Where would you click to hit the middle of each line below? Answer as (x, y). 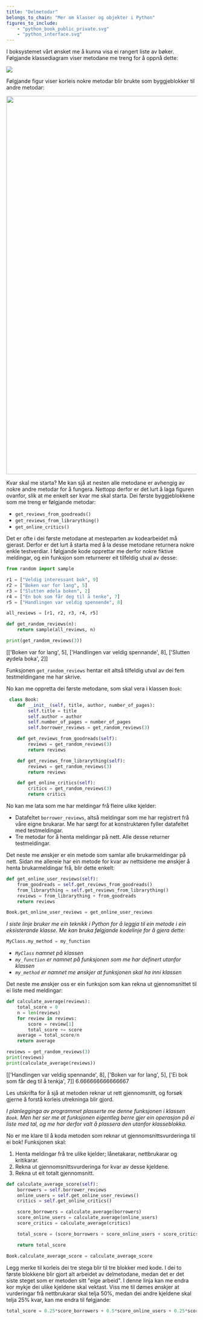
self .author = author (55, 717)
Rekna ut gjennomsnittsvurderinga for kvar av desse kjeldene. (92, 1166)
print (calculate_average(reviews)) (51, 1063)
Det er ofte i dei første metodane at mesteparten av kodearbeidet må (92, 539)
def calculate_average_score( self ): (52, 1184)
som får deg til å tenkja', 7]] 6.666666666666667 (68, 1081)
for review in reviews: (47, 1018)
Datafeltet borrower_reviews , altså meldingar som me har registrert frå (102, 817)
